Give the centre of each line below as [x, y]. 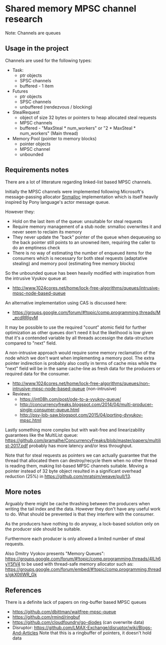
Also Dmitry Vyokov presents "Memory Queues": [55, 554]
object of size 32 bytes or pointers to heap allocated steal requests [88, 117]
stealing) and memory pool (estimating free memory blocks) [74, 263]
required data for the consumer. [38, 374]
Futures [20, 91]
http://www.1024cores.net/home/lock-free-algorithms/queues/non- [81, 383]
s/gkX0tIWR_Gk [21, 575]
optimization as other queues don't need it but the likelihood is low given [79, 332]
